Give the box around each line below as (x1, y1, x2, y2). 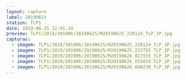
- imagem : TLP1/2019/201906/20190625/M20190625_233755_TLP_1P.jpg (11, 48, 181, 53)
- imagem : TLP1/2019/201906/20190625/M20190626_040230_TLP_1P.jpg (11, 64, 181, 70)
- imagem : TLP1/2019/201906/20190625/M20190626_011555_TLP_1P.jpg (11, 53, 181, 59)
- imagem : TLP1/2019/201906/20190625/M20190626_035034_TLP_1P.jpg (11, 58, 181, 64)
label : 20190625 (6, 14, 47, 20)
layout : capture (6, 8, 47, 15)
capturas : (6, 36, 31, 42)
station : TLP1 (6, 20, 42, 26)
